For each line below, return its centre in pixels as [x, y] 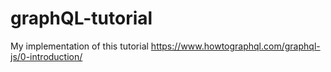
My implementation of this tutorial [79, 46]
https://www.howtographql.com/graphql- [235, 46]
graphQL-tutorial [81, 18]
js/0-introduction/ [46, 56]
